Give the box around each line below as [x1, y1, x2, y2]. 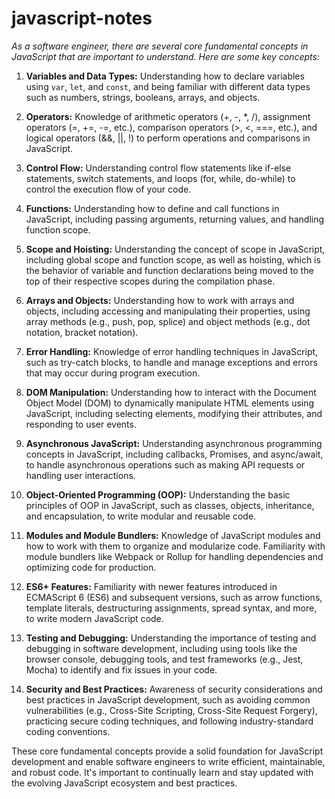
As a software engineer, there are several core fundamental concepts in [11, 40, 309, 52]
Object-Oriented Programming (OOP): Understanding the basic [25, 488, 291, 501]
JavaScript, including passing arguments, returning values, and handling [25, 213, 325, 225]
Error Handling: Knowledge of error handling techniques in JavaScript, [25, 345, 319, 357]
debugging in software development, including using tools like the [25, 642, 298, 654]
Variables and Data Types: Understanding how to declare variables [25, 70, 305, 82]
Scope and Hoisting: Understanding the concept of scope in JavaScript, [25, 243, 326, 255]
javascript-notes [11, 7, 153, 30]
